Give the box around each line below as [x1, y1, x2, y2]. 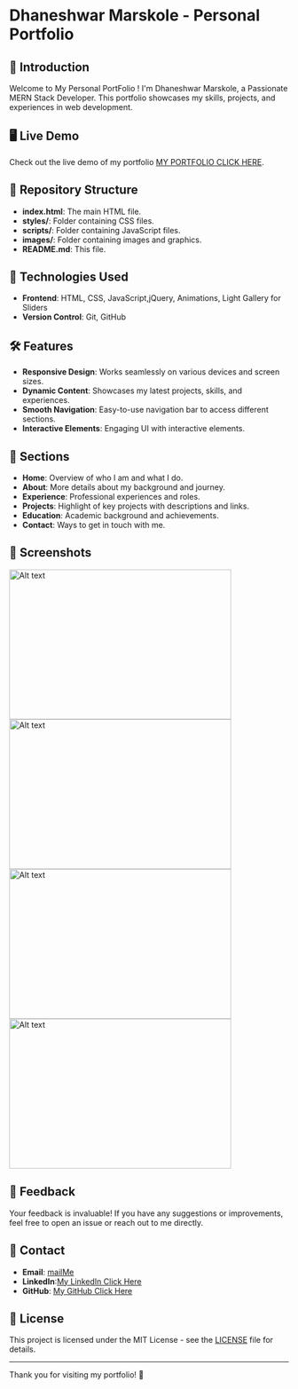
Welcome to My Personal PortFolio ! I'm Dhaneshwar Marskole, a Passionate [9, 83, 288, 93]
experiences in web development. [9, 102, 133, 112]
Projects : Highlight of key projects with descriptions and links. [21, 501, 250, 511]
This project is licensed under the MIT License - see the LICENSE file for [9, 1335, 273, 1346]
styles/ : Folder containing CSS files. [21, 215, 155, 226]
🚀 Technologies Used [9, 270, 129, 285]
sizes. [21, 376, 44, 387]
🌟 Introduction [9, 59, 90, 75]
